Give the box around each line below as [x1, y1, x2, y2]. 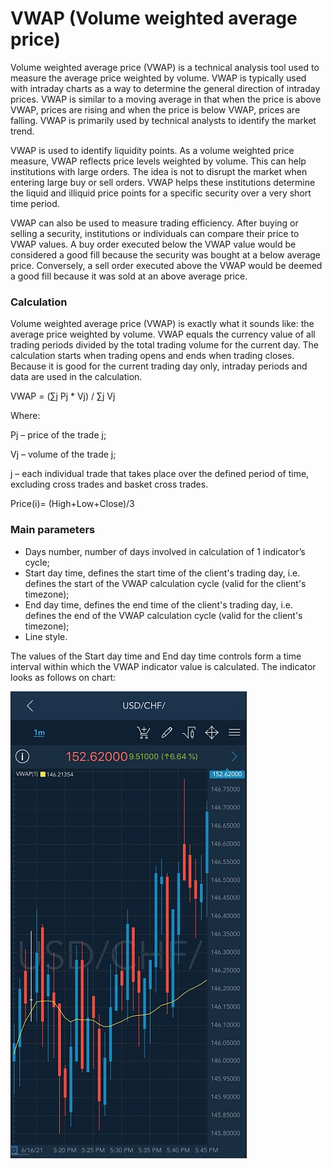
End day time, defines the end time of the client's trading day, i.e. [24, 598, 294, 611]
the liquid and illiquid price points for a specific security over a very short [10, 187, 312, 199]
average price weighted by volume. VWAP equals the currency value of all [10, 328, 316, 341]
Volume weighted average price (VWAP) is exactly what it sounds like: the [10, 318, 315, 330]
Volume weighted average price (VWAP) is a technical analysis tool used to [10, 61, 320, 73]
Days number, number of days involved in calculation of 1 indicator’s [24, 545, 306, 557]
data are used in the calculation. [10, 371, 143, 383]
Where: [10, 410, 41, 422]
